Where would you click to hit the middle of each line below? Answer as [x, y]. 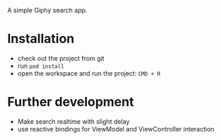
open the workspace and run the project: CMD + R [89, 73]
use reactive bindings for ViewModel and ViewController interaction [116, 129]
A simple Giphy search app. [47, 10]
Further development [71, 102]
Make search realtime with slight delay [73, 121]
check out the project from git [61, 58]
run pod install [41, 66]
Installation [41, 39]
